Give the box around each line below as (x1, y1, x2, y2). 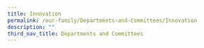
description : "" (7, 23, 55, 30)
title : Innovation (7, 10, 61, 18)
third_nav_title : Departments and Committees (7, 30, 143, 37)
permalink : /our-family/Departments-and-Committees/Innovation (7, 17, 198, 24)
